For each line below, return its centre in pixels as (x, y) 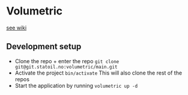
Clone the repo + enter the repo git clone (67, 61)
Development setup (44, 47)
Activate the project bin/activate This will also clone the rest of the (98, 73)
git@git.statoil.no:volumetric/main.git (66, 67)
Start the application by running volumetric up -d (76, 85)
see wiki (17, 28)
